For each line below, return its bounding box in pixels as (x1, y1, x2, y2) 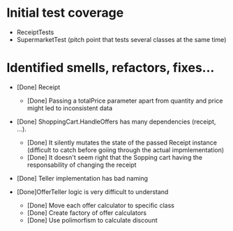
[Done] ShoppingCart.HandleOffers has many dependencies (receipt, (16, 117, 216, 126)
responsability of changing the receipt (27, 161, 137, 169)
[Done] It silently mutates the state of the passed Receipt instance (27, 138, 218, 147)
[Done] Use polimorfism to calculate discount (27, 216, 158, 224)
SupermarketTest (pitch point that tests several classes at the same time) (16, 35, 227, 43)
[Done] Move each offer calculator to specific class (27, 201, 175, 209)
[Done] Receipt (16, 82, 61, 91)
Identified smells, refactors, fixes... (6, 60, 215, 76)
